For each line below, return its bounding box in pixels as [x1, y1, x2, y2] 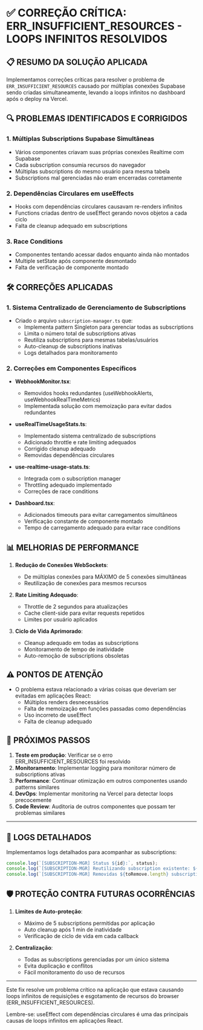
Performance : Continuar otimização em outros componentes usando [14, 777, 187, 784]
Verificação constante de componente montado [24, 517, 143, 525]
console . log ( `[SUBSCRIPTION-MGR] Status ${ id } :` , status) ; [6, 860, 158, 866]
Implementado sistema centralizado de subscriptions [24, 432, 156, 439]
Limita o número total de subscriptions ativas [24, 329, 136, 337]
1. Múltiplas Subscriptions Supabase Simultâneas [6, 135, 155, 143]
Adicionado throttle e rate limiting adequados [24, 439, 137, 446]
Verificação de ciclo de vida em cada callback [24, 932, 139, 939]
